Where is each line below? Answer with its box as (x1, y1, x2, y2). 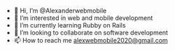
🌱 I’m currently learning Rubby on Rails (13, 21, 126, 29)
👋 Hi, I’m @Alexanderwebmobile (13, 7, 107, 14)
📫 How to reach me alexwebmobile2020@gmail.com (13, 37, 168, 44)
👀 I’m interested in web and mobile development (13, 14, 153, 22)
